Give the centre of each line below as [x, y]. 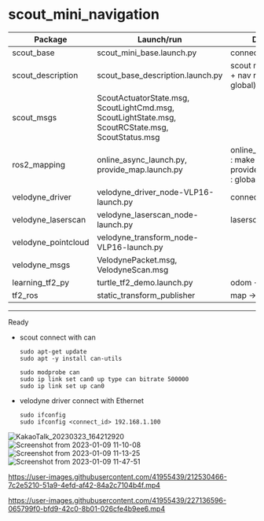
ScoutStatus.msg [128, 137]
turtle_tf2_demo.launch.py [145, 282]
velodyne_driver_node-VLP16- [156, 192]
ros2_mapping [38, 164]
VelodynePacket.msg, [137, 259]
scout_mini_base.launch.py [147, 53]
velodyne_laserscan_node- [148, 215]
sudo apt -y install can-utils [71, 358]
